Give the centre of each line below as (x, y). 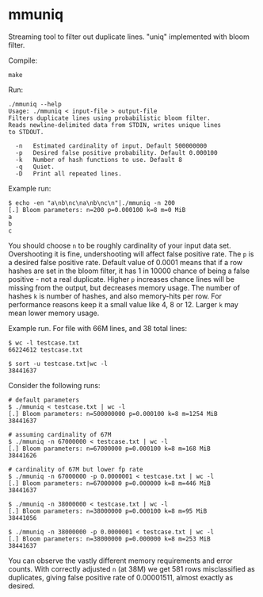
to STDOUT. (26, 132)
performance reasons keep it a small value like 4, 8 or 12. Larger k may (124, 304)
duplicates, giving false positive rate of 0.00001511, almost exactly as (121, 577)
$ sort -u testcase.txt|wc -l (58, 364)
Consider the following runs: (54, 385)
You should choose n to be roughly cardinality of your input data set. (120, 245)
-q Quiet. (35, 167)
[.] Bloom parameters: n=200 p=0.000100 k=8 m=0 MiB (97, 210)
